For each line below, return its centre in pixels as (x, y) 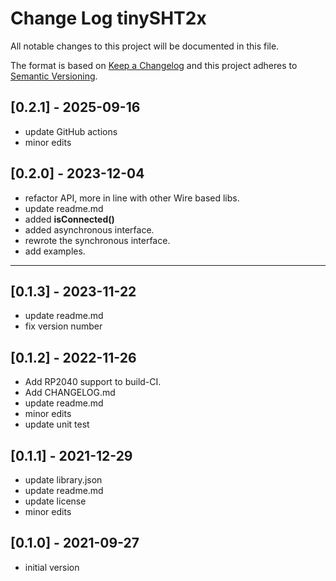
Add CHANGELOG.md (70, 393)
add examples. (55, 251)
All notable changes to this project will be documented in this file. (145, 46)
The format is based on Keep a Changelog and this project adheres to (154, 65)
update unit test (57, 424)
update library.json (63, 480)
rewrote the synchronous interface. (97, 240)
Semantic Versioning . (54, 76)
